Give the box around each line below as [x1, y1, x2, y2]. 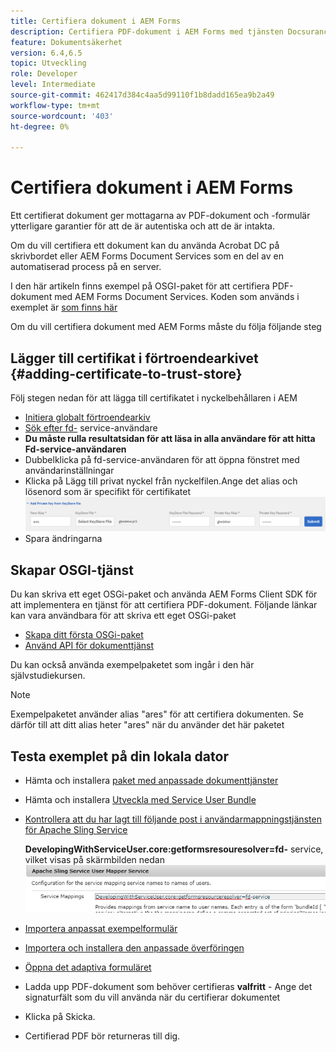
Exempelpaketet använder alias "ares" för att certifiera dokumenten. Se [10, 708, 304, 720]
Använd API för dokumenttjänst [24, 640, 155, 652]
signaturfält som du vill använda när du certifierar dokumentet [24, 991, 281, 1004]
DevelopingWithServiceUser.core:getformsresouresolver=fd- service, [24, 843, 324, 855]
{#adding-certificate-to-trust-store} [10, 365, 243, 382]
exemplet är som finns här [10, 301, 118, 314]
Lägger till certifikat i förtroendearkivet [10, 350, 259, 367]
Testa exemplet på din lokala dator [10, 748, 229, 765]
